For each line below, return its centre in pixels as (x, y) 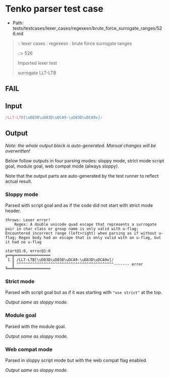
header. (13, 211)
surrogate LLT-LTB (37, 73)
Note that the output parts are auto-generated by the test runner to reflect (82, 176)
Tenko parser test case (54, 9)
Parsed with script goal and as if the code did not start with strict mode (79, 205)
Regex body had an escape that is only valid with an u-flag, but (90, 238)
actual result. (19, 181)
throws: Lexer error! (28, 220)
